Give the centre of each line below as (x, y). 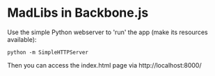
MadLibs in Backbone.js (78, 13)
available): (22, 39)
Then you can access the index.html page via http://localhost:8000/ (104, 65)
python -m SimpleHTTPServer (48, 52)
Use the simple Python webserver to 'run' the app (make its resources (107, 32)
